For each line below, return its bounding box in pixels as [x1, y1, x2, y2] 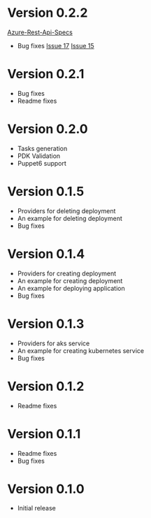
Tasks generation [17, 144, 68, 152]
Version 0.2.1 [7, 66, 85, 82]
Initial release [17, 504, 56, 512]
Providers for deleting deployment [17, 206, 116, 215]
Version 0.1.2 [7, 378, 85, 394]
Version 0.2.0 [7, 121, 89, 137]
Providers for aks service [17, 339, 90, 347]
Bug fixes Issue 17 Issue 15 [17, 41, 94, 50]
